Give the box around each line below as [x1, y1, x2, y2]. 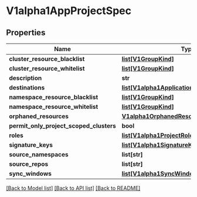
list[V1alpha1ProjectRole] [121, 131, 196, 139]
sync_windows [9, 169, 52, 178]
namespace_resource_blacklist [9, 93, 98, 101]
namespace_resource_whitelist [9, 103, 98, 111]
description [9, 74, 42, 82]
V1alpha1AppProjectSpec [6, 4, 132, 18]
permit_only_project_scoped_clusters [9, 122, 116, 130]
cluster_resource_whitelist [9, 65, 85, 72]
